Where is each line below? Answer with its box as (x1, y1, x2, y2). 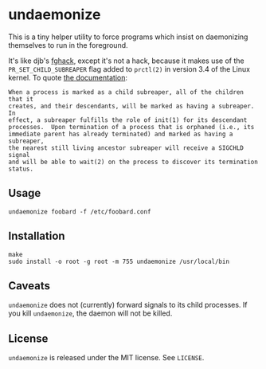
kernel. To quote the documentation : (8, 73, 127, 82)
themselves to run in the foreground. (8, 40, 129, 49)
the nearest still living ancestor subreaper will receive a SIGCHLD (8, 143, 244, 152)
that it (8, 95, 34, 103)
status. (8, 165, 34, 173)
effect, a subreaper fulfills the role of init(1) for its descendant (8, 116, 248, 124)
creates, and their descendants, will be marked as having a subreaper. (8, 102, 255, 110)
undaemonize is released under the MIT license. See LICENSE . (8, 353, 205, 363)
